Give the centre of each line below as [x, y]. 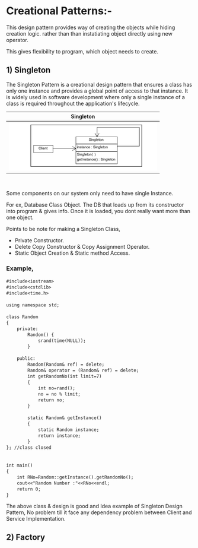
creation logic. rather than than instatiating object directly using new [90, 33]
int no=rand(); [57, 388]
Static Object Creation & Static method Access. [72, 253]
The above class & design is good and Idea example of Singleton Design [94, 506]
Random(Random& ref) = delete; [66, 365]
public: [26, 359]
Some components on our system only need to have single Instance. [90, 193]
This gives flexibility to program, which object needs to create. [82, 51]
